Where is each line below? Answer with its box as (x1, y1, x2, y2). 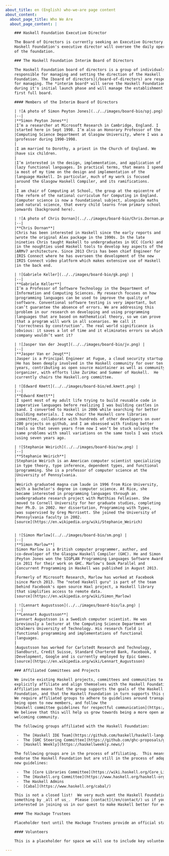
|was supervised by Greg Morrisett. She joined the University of (14, 510, 156, 515)
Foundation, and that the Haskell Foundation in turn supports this (14, 691, 161, 696)
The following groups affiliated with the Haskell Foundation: (14, 724, 150, 729)
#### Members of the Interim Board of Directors (14, 100, 118, 105)
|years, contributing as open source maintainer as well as (14, 366, 143, 371)
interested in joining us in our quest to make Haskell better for (14, 802, 158, 807)
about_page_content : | (10, 21, 57, 27)
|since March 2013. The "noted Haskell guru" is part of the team (14, 580, 156, 585)
